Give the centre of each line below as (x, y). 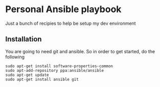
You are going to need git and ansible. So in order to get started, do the (80, 51)
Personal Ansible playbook (63, 9)
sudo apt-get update (27, 75)
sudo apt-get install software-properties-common (59, 66)
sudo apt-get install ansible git (42, 79)
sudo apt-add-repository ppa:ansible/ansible (54, 70)
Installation (24, 39)
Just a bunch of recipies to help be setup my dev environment (71, 23)
